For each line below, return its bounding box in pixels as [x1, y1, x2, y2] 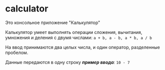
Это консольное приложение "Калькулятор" [5, 19, 100, 25]
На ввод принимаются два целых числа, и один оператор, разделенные [5, 44, 160, 50]
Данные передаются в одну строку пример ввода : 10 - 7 [5, 59, 130, 65]
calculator [5, 3, 49, 14]
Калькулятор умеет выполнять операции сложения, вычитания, [5, 29, 142, 35]
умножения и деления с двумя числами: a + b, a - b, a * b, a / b [5, 34, 152, 40]
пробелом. [5, 49, 29, 55]
